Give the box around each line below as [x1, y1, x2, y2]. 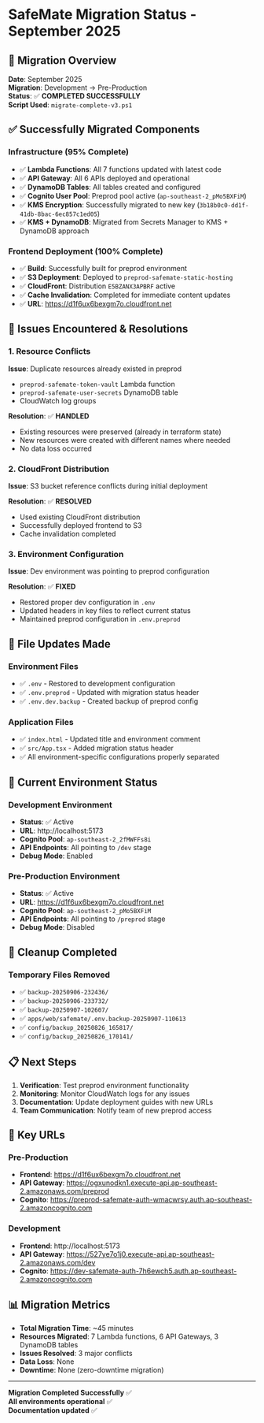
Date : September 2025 [8, 75, 82, 84]
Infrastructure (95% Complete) [8, 147, 130, 158]
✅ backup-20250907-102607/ [19, 1005, 109, 1014]
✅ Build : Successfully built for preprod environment [19, 263, 187, 273]
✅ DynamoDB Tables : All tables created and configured [19, 182, 201, 191]
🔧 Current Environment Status [8, 775, 158, 789]
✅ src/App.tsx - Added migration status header [19, 743, 174, 753]
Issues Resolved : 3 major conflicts [19, 1348, 133, 1358]
